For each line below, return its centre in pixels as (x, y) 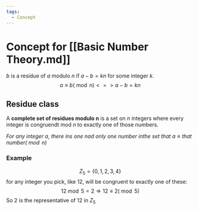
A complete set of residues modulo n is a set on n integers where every (95, 118)
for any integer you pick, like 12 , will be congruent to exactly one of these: (97, 182)
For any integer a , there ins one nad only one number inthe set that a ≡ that (99, 136)
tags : (13, 12)
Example (19, 158)
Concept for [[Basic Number (78, 47)
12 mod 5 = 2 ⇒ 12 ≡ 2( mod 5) (100, 191)
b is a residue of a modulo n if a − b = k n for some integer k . (80, 76)
